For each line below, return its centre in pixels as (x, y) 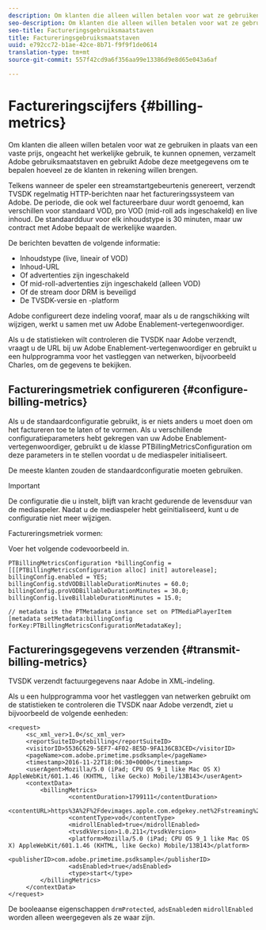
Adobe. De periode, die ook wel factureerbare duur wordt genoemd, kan (126, 202)
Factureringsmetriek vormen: (55, 533)
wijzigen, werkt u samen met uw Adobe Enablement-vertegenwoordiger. (126, 324)
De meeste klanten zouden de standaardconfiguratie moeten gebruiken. (125, 470)
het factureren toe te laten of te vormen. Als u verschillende (105, 430)
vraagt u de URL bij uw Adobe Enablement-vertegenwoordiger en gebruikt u (133, 348)
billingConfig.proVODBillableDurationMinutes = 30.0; (99, 591)
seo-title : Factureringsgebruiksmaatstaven (81, 30)
